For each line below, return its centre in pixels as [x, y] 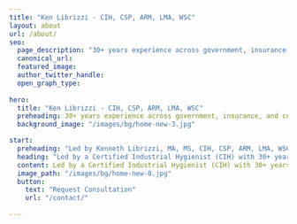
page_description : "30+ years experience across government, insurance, [154, 50]
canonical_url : [45, 58]
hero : [19, 100]
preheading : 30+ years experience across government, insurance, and [148, 116]
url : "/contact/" [57, 198]
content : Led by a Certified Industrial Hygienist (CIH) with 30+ [142, 165]
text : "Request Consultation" [81, 190]
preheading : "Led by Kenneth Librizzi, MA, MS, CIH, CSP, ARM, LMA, [146, 149]
